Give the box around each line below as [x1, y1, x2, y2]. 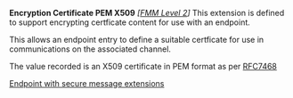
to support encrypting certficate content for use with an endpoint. [9, 17, 251, 28]
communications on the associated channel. [9, 44, 172, 54]
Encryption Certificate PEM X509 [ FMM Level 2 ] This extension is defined [9, 8, 285, 18]
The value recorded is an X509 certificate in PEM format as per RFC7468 [9, 61, 278, 71]
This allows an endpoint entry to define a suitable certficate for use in [9, 35, 265, 45]
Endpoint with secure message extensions [9, 78, 165, 88]
